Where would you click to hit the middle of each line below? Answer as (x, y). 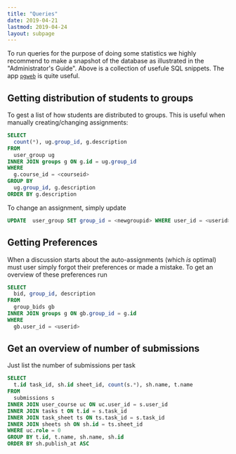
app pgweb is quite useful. (44, 76)
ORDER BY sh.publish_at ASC (48, 444)
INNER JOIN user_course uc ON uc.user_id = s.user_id (88, 404)
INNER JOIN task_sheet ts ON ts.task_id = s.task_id (86, 417)
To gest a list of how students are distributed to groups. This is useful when (117, 115)
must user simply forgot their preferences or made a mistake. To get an (110, 267)
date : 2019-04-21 (33, 20)
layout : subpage (31, 33)
